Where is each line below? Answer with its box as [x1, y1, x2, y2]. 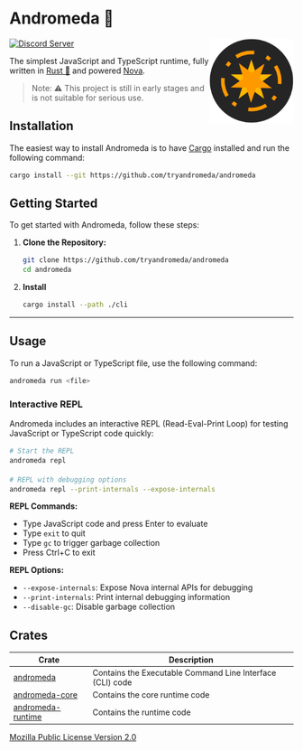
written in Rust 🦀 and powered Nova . [9, 65, 146, 76]
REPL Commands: [9, 501, 78, 512]
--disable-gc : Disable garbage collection [22, 601, 176, 613]
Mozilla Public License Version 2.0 [9, 731, 137, 742]
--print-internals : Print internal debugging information [22, 592, 231, 603]
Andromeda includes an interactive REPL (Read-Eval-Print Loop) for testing [9, 418, 289, 429]
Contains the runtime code [92, 707, 191, 718]
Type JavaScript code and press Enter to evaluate [22, 519, 208, 530]
